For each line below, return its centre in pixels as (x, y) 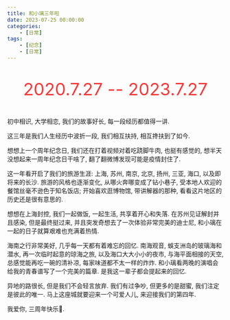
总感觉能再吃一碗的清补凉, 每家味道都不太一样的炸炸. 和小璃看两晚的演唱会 (113, 262)
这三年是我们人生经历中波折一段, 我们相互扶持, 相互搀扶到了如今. (99, 136)
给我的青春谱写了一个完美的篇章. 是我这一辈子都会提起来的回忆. (97, 271)
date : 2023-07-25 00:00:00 (46, 20)
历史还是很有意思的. (35, 199)
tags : (15, 39)
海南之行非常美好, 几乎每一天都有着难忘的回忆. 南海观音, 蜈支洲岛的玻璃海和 (114, 245)
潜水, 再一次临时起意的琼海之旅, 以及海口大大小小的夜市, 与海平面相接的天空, (115, 254)
